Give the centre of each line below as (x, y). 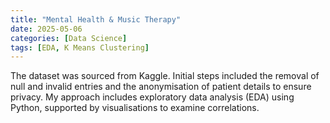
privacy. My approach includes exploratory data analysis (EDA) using (152, 97)
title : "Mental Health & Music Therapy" (96, 19)
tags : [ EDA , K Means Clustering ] (80, 47)
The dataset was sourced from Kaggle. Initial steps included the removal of (165, 76)
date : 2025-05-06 (46, 29)
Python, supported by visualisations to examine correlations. (135, 108)
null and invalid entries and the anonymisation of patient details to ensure (161, 87)
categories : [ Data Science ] (69, 38)
